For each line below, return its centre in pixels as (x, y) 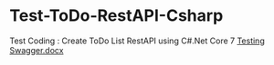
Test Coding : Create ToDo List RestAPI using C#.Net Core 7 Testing (137, 41)
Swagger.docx (37, 50)
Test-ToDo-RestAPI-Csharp (116, 16)
